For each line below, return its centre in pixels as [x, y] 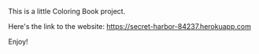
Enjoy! [18, 41]
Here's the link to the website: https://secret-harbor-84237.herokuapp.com [130, 26]
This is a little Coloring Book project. [67, 11]
